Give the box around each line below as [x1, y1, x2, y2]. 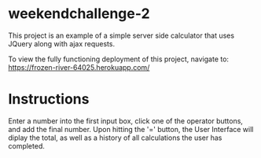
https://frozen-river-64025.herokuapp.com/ [8, 62, 150, 72]
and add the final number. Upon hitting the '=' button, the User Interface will [8, 124, 254, 134]
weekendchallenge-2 [8, 5, 151, 23]
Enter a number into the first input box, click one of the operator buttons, [8, 116, 244, 126]
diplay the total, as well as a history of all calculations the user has [8, 133, 222, 142]
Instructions [8, 90, 90, 108]
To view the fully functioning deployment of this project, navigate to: [8, 54, 230, 64]
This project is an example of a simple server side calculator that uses [8, 31, 234, 40]
